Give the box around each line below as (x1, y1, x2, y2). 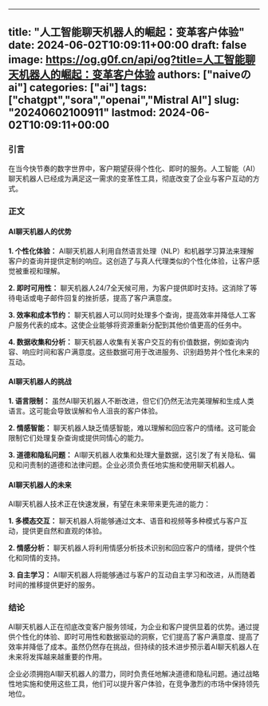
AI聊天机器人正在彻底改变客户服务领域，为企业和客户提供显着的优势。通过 (8, 621, 253, 632)
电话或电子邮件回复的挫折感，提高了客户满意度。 (14, 293, 176, 302)
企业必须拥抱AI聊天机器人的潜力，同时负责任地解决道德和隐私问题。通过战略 (8, 668, 260, 678)
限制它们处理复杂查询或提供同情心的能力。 (8, 433, 148, 443)
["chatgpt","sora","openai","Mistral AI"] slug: (8, 94, 240, 107)
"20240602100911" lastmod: (8, 106, 157, 120)
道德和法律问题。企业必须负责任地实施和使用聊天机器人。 (49, 461, 239, 470)
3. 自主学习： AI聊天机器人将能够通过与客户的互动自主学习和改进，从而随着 (8, 570, 256, 580)
